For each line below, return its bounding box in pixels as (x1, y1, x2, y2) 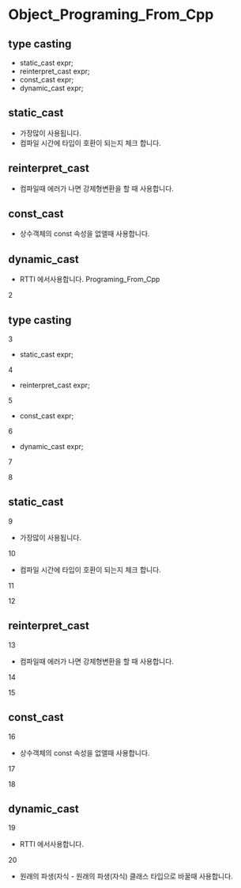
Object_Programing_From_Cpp (8, 6, 214, 24)
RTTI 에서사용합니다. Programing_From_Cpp (19, 275, 160, 284)
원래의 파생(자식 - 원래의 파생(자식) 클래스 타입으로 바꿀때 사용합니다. (19, 871, 233, 881)
